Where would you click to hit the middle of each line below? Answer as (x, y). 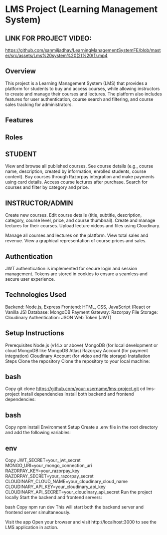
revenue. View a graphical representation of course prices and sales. (76, 241)
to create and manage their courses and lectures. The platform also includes (83, 94)
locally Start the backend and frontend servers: (54, 498)
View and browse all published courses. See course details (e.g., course (79, 166)
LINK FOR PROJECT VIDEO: (48, 38)
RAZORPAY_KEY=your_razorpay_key (42, 471)
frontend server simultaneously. (38, 513)
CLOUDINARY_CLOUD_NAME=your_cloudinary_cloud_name (67, 482)
